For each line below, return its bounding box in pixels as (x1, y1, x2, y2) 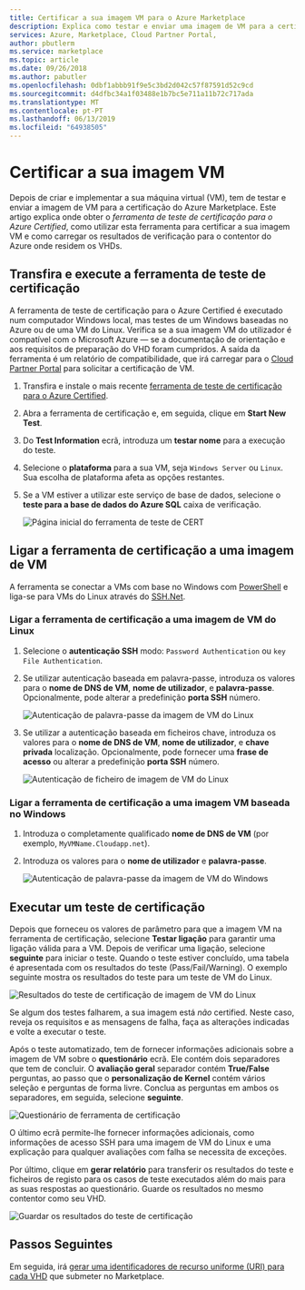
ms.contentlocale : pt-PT (9, 106, 103, 115)
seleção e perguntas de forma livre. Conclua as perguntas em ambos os (9, 1082, 280, 1093)
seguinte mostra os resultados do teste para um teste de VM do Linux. (9, 971, 272, 982)
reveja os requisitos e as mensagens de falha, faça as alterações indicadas (9, 1016, 290, 1027)
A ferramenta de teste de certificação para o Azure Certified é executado (9, 305, 283, 316)
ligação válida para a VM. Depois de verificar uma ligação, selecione (9, 942, 266, 953)
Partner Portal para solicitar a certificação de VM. (9, 362, 195, 373)
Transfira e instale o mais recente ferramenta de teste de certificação (22, 380, 283, 391)
